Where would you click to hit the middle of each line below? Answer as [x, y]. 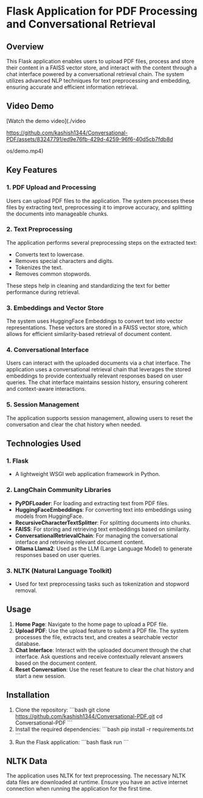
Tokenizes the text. [39, 267]
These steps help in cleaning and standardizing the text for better [88, 285]
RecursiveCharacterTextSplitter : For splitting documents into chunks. [103, 522]
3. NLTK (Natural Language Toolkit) [59, 570]
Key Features [32, 170]
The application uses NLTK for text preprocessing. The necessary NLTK [96, 776]
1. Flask [18, 461]
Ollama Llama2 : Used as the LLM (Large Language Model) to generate [104, 548]
